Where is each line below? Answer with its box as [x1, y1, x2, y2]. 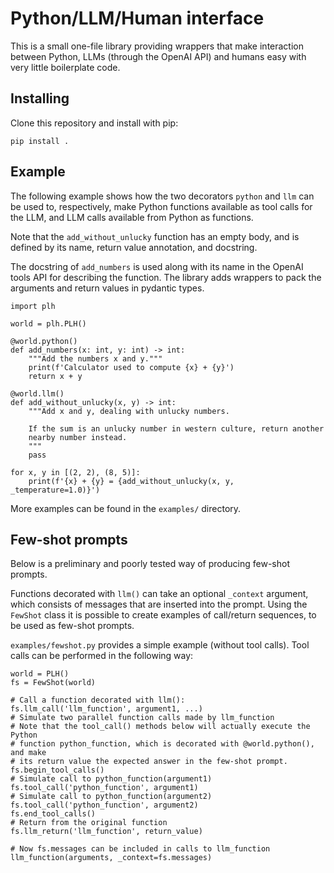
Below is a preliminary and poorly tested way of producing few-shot [10, 558, 290, 570]
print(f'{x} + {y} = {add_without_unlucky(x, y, [28, 476, 235, 486]
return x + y [28, 371, 83, 381]
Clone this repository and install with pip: [10, 117, 179, 129]
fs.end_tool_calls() [10, 809, 97, 819]
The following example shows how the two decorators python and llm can [10, 190, 315, 202]
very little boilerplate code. [10, 61, 121, 73]
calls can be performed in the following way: [10, 650, 194, 662]
